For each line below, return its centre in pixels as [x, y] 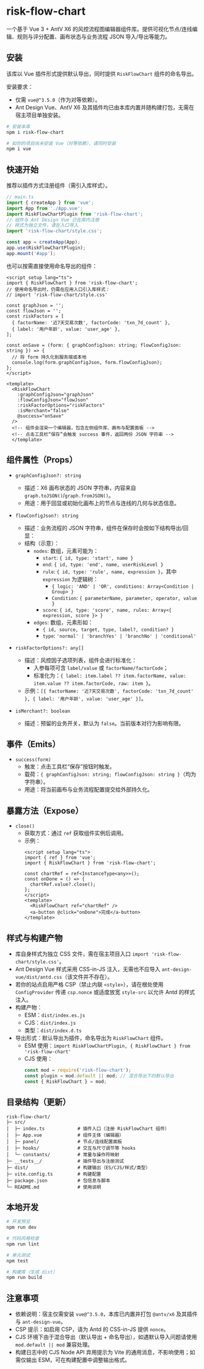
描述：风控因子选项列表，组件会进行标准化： [81, 660]
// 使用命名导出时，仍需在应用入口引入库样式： [58, 289]
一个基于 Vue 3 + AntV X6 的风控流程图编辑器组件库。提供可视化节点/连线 [99, 29]
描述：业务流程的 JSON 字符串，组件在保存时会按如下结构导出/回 [106, 528]
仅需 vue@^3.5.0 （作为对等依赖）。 [58, 100]
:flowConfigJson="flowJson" [53, 400]
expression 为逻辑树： [71, 579]
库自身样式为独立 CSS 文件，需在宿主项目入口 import [82, 954]
